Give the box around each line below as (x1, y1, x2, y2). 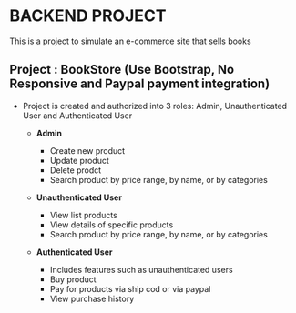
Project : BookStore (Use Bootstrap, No (9, 62, 235, 77)
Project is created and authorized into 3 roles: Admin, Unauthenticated (22, 100, 288, 111)
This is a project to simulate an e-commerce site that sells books (9, 35, 252, 46)
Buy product (49, 274, 97, 285)
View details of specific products (49, 219, 174, 230)
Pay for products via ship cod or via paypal (49, 283, 211, 294)
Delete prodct (49, 165, 102, 176)
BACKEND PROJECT (9, 5, 167, 26)
